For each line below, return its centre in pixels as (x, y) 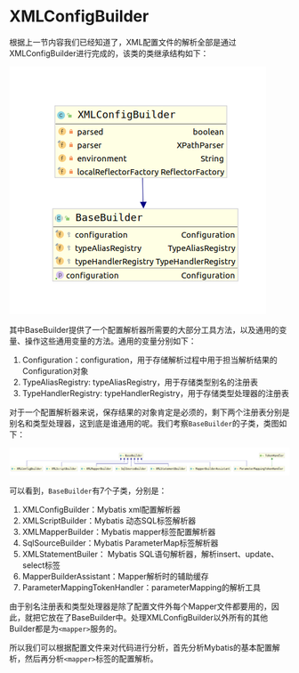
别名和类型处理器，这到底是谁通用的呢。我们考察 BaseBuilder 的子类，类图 (144, 423)
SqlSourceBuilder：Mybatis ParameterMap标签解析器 (120, 543)
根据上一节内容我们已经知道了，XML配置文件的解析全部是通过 (123, 42)
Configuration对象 (55, 370)
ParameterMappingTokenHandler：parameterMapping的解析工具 (141, 587)
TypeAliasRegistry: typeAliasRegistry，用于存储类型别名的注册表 (140, 382)
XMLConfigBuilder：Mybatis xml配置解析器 (101, 509)
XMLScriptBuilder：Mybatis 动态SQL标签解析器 (109, 520)
